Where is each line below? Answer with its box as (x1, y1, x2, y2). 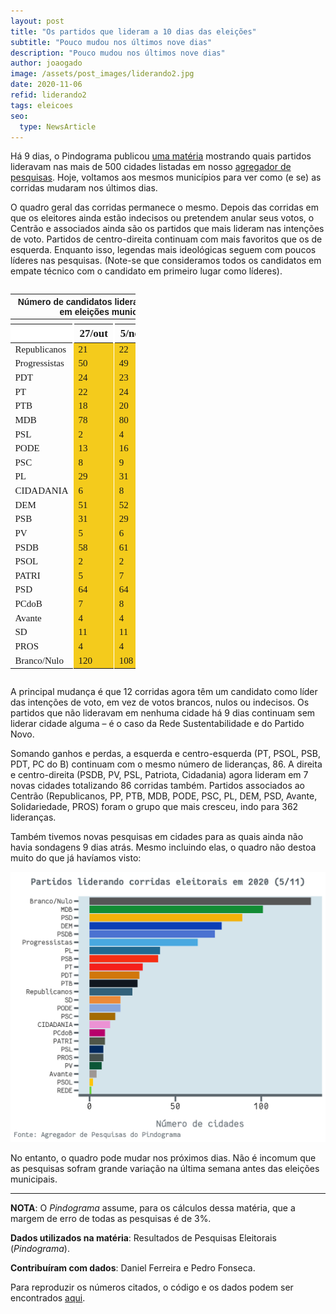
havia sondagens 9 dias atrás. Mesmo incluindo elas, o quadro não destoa (10, 841, 317, 854)
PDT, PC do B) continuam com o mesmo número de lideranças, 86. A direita (10, 758, 323, 770)
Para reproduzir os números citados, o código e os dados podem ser (10, 1281, 294, 1293)
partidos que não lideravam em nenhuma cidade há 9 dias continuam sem (10, 707, 316, 719)
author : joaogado (10, 58, 83, 69)
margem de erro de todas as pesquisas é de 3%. (10, 1212, 212, 1224)
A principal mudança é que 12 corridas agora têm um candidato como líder (10, 686, 318, 698)
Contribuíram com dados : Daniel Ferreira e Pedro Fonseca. (10, 1261, 256, 1274)
